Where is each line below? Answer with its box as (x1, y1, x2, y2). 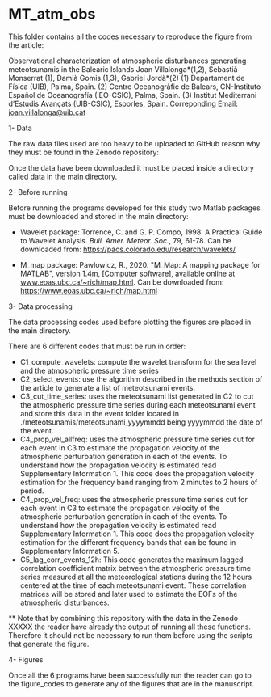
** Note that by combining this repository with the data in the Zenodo (8, 613, 239, 623)
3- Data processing (8, 301, 73, 311)
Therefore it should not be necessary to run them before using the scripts (8, 630, 252, 640)
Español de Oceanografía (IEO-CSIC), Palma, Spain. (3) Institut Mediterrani (8, 90, 257, 99)
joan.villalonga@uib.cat (8, 107, 86, 117)
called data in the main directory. (8, 171, 118, 181)
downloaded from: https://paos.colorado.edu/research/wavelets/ (19, 244, 236, 254)
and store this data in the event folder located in (19, 408, 180, 418)
